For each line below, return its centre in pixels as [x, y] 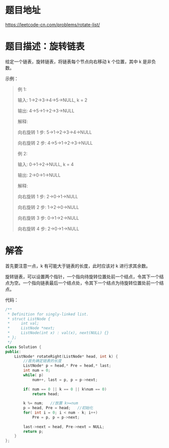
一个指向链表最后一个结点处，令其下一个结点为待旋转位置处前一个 [91, 283]
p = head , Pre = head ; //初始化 [58, 408]
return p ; [33, 431]
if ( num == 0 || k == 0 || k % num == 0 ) [65, 389]
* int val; [23, 323]
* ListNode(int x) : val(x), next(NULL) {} [58, 333]
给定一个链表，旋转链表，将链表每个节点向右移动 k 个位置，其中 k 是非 [78, 62]
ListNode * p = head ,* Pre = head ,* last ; [67, 366]
